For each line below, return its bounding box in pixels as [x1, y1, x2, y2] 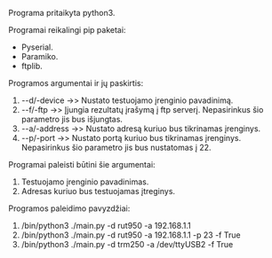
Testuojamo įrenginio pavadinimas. [20, 176, 149, 187]
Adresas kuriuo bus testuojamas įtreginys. [20, 186, 175, 196]
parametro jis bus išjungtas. [20, 114, 124, 124]
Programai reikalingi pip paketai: [8, 25, 126, 35]
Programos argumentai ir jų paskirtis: [8, 78, 144, 88]
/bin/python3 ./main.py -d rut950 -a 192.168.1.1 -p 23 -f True [20, 230, 241, 240]
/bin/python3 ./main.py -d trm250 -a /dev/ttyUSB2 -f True [20, 239, 234, 249]
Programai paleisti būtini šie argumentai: [8, 160, 156, 169]
